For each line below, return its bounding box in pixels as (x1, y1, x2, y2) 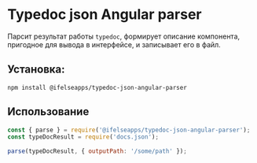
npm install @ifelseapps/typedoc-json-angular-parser (7, 83, 188, 91)
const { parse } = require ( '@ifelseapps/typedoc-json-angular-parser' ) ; (7, 126, 251, 134)
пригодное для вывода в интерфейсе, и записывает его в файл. (7, 39, 221, 49)
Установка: (7, 63, 65, 76)
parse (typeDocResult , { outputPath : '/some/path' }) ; (7, 147, 188, 155)
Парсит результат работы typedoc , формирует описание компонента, (7, 31, 240, 41)
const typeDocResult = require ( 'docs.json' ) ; (7, 133, 159, 141)
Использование (7, 105, 90, 119)
